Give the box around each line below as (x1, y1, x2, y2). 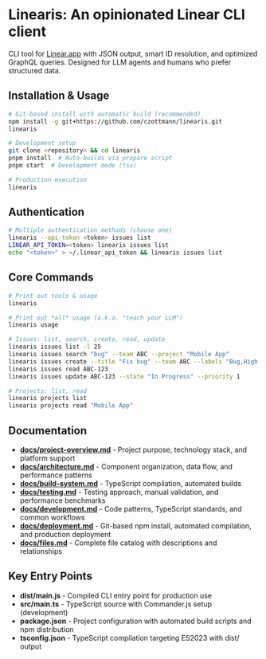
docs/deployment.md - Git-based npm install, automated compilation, (19, 520, 252, 531)
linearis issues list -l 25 (8, 343, 102, 351)
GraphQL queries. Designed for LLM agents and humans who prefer (8, 57, 232, 67)
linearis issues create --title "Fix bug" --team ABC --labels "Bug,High (8, 357, 259, 366)
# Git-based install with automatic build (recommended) (8, 110, 201, 118)
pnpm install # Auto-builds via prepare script (8, 154, 173, 163)
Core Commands (8, 271, 94, 284)
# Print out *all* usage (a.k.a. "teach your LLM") (8, 313, 183, 322)
